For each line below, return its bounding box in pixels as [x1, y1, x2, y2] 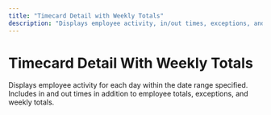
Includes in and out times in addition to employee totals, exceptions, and [8, 89, 248, 99]
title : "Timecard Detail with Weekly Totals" [8, 11, 164, 20]
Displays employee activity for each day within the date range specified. [8, 80, 248, 90]
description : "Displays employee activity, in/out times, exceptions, [8, 19, 251, 27]
